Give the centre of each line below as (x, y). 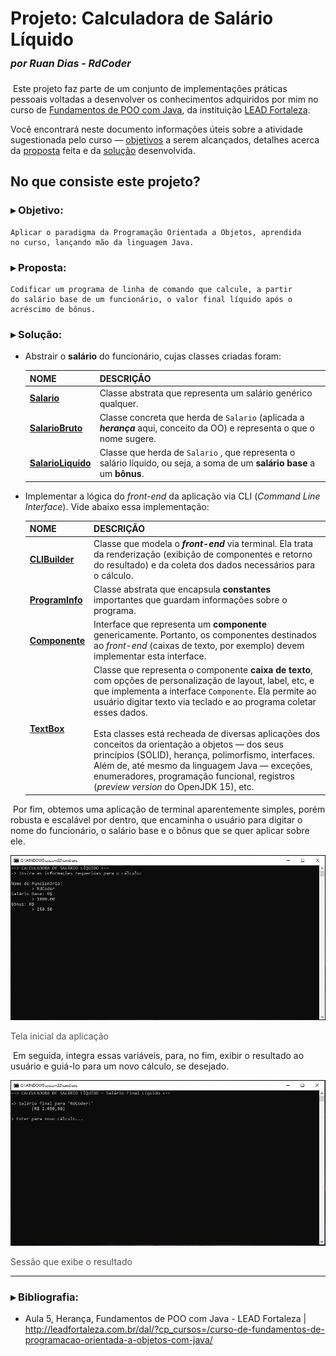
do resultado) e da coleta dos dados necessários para (204, 564)
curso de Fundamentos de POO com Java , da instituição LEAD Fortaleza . (160, 109)
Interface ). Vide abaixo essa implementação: (117, 506)
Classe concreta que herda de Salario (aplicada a (202, 418)
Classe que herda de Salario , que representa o (197, 453)
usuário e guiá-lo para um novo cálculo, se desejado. (120, 1066)
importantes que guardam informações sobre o (190, 599)
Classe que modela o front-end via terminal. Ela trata (203, 543)
